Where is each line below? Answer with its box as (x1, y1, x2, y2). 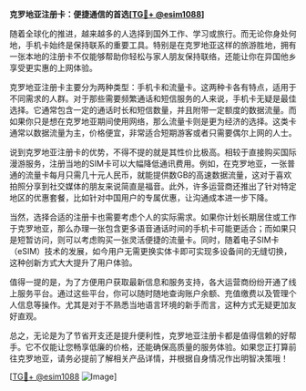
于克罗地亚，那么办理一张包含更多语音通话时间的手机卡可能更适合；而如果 (9, 223, 289, 233)
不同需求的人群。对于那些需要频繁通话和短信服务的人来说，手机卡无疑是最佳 (9, 93, 297, 104)
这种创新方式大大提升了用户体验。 (9, 257, 138, 268)
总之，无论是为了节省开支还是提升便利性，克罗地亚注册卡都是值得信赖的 (9, 330, 280, 341)
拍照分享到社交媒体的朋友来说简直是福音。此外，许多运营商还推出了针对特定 (9, 181, 297, 191)
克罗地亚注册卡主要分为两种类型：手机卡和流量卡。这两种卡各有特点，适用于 (9, 82, 297, 92)
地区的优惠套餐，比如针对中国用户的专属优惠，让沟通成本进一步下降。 (9, 192, 273, 203)
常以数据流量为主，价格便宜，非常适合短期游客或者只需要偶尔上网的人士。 (16, 128, 297, 138)
